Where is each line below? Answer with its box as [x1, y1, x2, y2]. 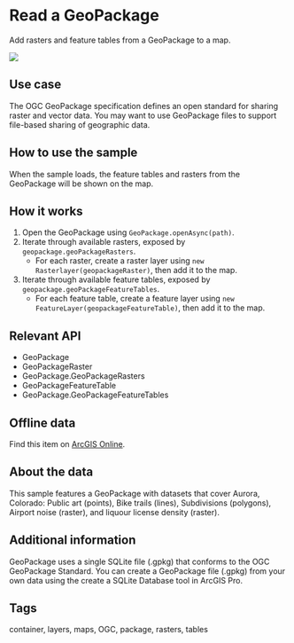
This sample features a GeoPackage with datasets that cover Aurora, [9, 488, 260, 498]
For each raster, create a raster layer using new [35, 255, 205, 266]
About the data [9, 465, 94, 480]
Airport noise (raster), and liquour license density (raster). [9, 506, 220, 517]
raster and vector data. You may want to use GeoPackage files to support [9, 110, 277, 121]
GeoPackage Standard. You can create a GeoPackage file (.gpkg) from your [9, 565, 286, 576]
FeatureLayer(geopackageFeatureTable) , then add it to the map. [35, 302, 266, 313]
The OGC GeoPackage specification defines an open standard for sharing [9, 100, 279, 111]
